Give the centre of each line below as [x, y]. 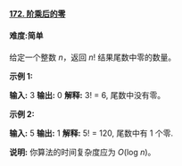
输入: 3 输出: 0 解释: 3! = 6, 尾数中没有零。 [87, 95]
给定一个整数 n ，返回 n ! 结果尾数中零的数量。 [93, 57]
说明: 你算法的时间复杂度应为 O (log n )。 [83, 152]
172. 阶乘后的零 [37, 13]
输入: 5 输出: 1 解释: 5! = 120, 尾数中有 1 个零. [91, 133]
